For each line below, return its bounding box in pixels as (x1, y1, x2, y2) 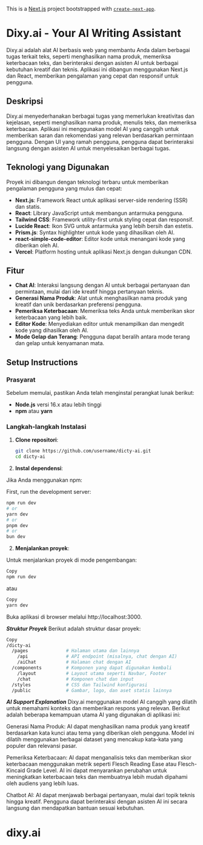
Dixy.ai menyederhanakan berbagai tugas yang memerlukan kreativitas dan (6, 112, 195, 120)
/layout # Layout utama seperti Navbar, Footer (17, 670, 167, 676)
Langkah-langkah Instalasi (6, 422, 87, 431)
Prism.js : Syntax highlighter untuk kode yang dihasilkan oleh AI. (15, 229, 175, 236)
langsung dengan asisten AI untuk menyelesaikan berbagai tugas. (6, 144, 171, 152)
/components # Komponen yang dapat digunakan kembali (12, 665, 172, 671)
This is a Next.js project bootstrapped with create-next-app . (6, 5, 156, 12)
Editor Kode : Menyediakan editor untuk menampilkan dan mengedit (15, 320, 184, 328)
